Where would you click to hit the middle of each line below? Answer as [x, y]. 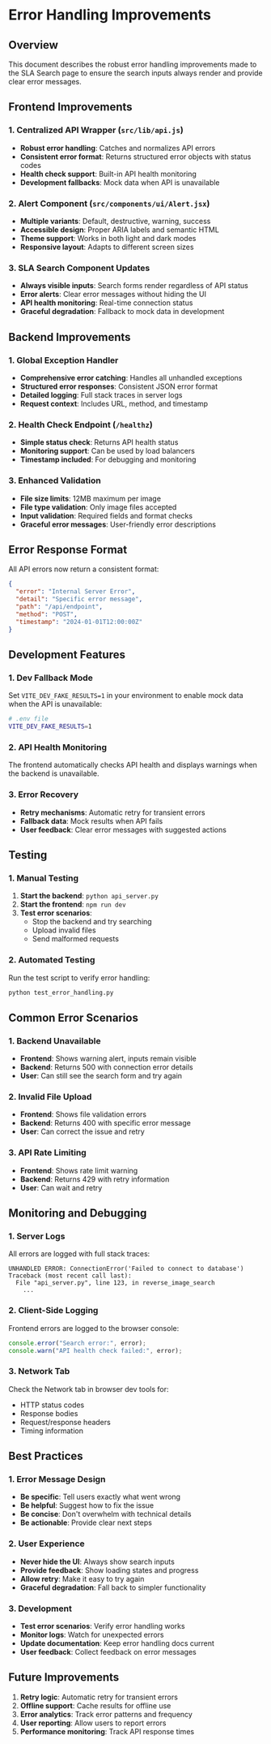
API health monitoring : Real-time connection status [106, 303]
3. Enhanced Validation [55, 480]
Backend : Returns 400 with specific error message [106, 1123]
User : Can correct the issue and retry [83, 1132]
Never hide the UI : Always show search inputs [97, 1561]
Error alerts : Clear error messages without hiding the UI [113, 295]
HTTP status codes [52, 1405]
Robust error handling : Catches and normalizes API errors [118, 148]
